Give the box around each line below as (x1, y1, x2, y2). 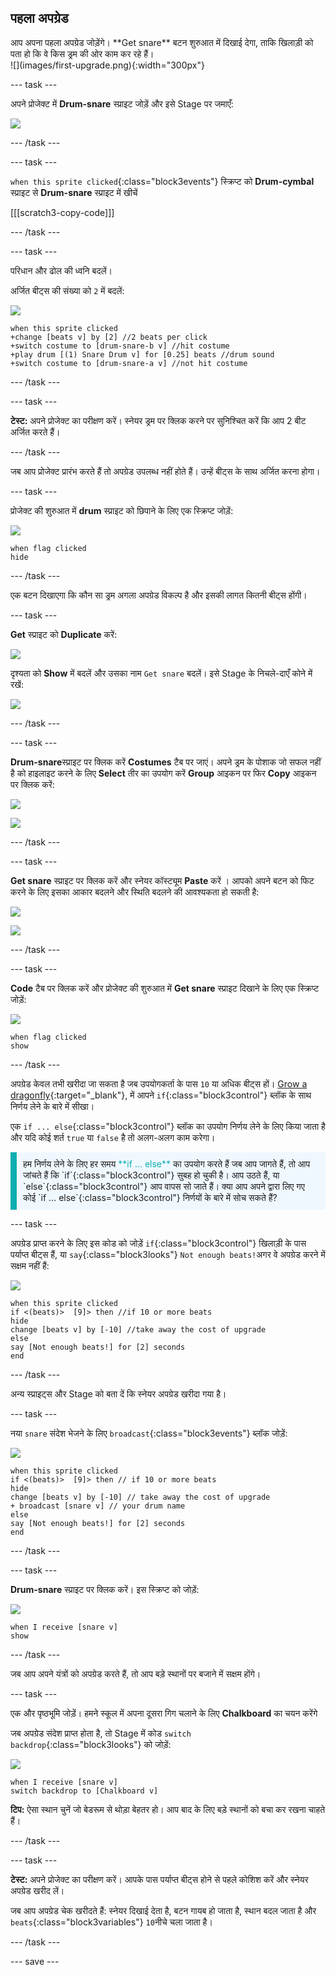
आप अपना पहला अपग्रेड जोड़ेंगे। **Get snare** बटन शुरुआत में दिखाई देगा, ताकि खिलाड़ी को (10, 36, 314, 48)
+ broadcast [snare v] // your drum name (10, 1501, 186, 1511)
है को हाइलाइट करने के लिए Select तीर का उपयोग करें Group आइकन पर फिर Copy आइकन (10, 767, 317, 779)
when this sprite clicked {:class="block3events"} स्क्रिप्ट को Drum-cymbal (10, 175, 315, 187)
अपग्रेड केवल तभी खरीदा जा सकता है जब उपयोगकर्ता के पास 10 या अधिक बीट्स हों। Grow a (10, 1077, 308, 1090)
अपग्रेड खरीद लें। (10, 1884, 65, 1896)
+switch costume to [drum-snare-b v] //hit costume (10, 341, 230, 351)
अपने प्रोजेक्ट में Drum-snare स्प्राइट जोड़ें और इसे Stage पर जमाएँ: (10, 97, 234, 110)
